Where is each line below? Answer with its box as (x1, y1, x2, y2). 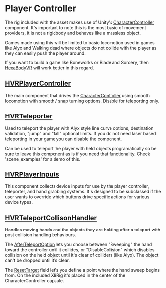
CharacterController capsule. (5, 278, 64, 284)
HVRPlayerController (5, 79, 71, 88)
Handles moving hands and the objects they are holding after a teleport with (5, 227, 161, 233)
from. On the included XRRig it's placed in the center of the (5, 272, 126, 278)
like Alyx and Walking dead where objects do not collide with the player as (5, 45, 157, 51)
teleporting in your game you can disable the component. (5, 136, 122, 142)
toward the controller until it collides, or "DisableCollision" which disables (5, 247, 155, 253)
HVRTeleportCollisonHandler (5, 214, 97, 222)
